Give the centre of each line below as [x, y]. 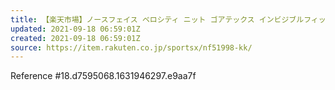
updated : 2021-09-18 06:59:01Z [75, 29]
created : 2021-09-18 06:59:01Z [75, 38]
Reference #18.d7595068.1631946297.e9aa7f [103, 76]
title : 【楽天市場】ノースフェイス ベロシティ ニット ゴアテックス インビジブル [157, 19]
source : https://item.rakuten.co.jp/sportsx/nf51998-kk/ [131, 47]
